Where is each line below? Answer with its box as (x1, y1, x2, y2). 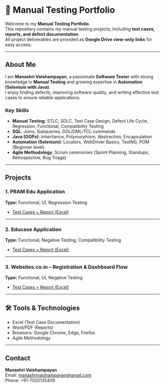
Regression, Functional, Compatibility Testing (12, 123, 104, 129)
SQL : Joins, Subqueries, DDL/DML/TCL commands (12, 129, 115, 134)
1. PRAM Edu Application (5, 188, 65, 195)
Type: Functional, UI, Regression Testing (5, 199, 87, 205)
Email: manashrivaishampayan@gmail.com (5, 372, 92, 378)
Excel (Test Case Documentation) (12, 320, 80, 325)
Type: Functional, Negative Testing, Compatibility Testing (5, 237, 121, 243)
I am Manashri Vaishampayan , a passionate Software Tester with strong (5, 73, 154, 79)
